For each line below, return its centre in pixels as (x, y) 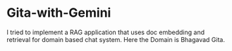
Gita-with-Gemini (59, 13)
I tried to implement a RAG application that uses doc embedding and (106, 32)
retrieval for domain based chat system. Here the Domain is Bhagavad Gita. (116, 39)
